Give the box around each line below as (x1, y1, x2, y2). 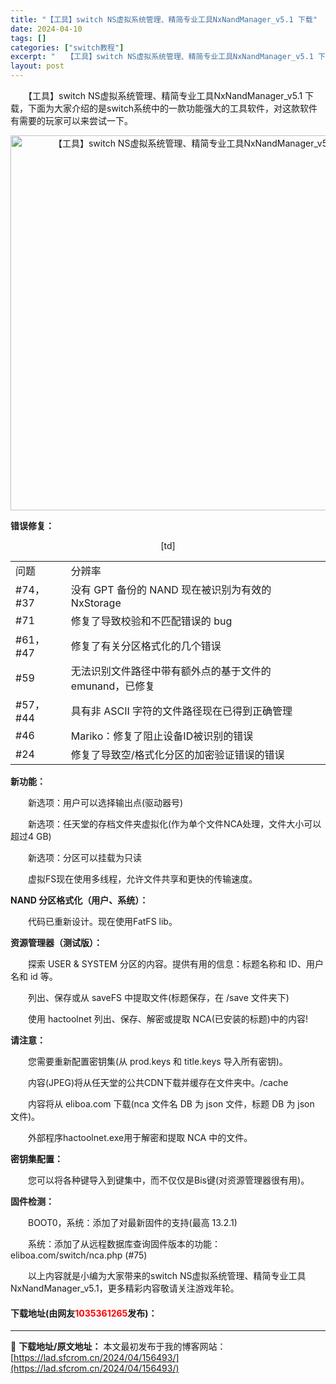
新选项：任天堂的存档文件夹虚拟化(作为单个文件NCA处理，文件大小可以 (27, 818, 322, 830)
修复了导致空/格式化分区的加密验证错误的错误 (70, 748, 285, 761)
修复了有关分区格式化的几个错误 (70, 639, 222, 653)
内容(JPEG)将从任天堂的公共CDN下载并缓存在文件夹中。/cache (27, 1077, 289, 1088)
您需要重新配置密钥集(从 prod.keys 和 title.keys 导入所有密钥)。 (27, 1056, 288, 1067)
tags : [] (10, 33, 47, 43)
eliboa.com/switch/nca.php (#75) (10, 1249, 148, 1261)
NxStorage (70, 596, 122, 610)
